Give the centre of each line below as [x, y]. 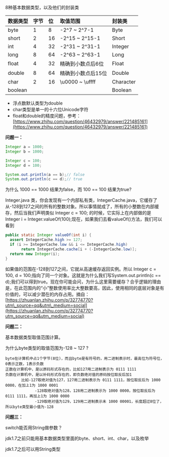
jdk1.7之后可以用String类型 [33, 449]
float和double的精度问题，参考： [47, 116]
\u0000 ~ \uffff [78, 82]
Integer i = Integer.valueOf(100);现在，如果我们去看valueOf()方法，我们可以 [84, 219]
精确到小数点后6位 [82, 64]
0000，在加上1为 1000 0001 [32, 385]
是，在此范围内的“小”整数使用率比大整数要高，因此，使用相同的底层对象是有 [85, 288]
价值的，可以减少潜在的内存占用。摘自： [47, 294]
